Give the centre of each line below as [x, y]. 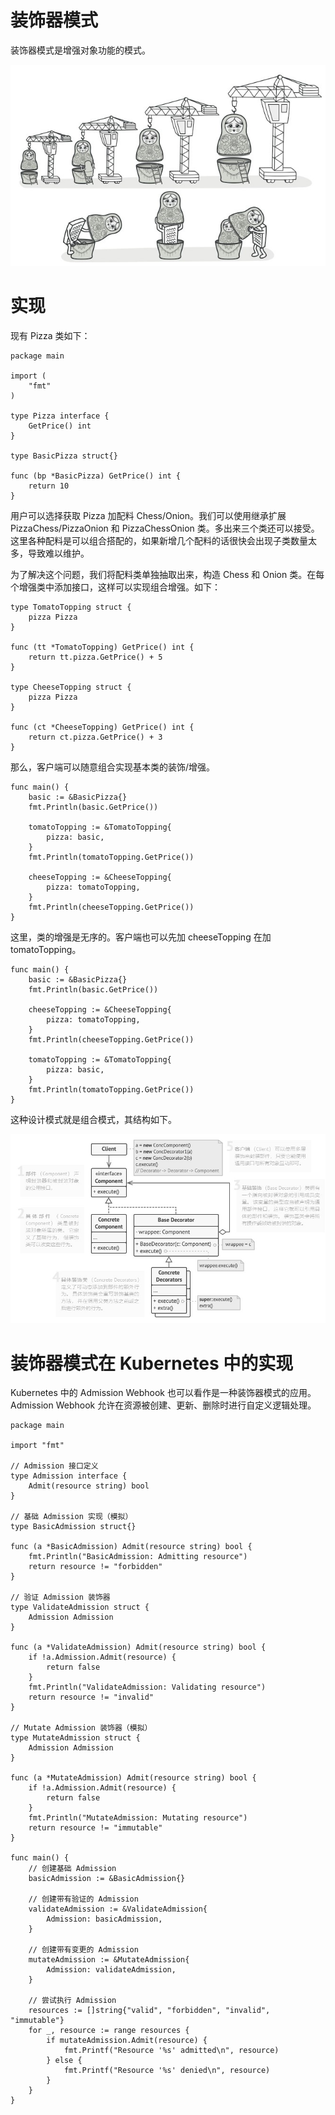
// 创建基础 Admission [72, 1869]
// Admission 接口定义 [54, 1466]
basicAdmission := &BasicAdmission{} [107, 1879]
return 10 [49, 486]
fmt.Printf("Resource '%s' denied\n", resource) [167, 2071]
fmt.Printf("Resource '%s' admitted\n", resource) [171, 2051]
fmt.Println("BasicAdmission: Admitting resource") [138, 1557]
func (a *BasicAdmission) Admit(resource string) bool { [131, 1547]
